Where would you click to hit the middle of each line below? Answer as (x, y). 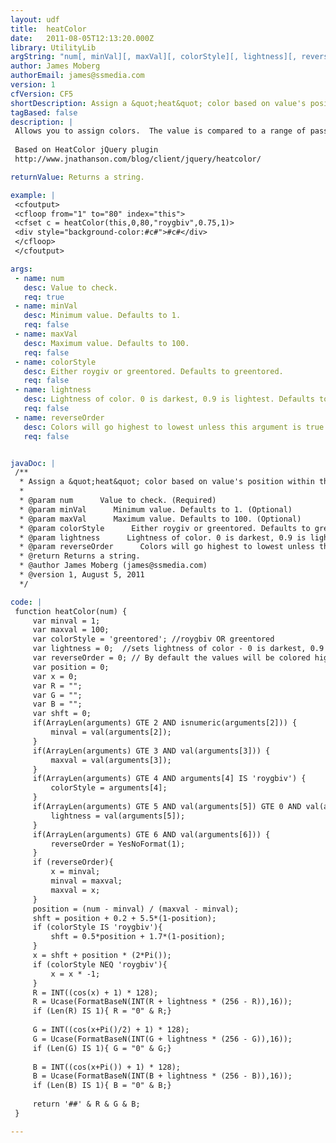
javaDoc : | (33, 463)
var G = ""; (57, 695)
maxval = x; (75, 890)
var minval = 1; (66, 621)
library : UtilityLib (53, 47)
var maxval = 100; (71, 630)
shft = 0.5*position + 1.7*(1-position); (138, 937)
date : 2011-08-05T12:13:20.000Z (82, 38)
